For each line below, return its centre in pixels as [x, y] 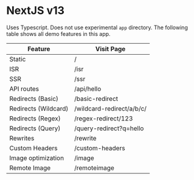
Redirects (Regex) [35, 118]
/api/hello [88, 89]
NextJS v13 [36, 11]
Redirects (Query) [35, 128]
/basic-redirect [96, 99]
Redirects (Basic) [34, 99]
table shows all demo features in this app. [58, 33]
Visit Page [110, 49]
